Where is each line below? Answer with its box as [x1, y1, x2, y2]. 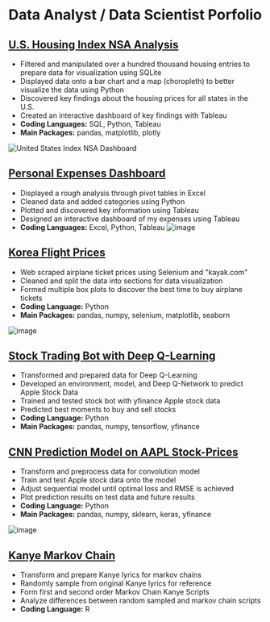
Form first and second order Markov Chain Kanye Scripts [19, 587, 210, 597]
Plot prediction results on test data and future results [19, 492, 195, 502]
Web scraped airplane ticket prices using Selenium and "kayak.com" [19, 267, 248, 277]
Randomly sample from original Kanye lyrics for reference [19, 578, 212, 588]
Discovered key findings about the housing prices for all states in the [19, 94, 248, 102]
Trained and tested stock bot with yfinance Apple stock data [19, 396, 221, 406]
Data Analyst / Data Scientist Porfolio [8, 6, 262, 24]
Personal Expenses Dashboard [8, 167, 166, 181]
